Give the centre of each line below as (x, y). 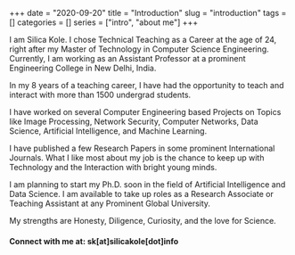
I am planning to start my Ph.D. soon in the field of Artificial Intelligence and (147, 185)
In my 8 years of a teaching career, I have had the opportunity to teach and (147, 85)
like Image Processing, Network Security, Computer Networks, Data (134, 121)
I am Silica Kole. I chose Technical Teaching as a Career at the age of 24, (143, 40)
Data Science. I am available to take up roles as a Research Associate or (142, 194)
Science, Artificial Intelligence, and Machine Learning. (108, 131)
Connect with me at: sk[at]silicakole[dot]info (94, 241)
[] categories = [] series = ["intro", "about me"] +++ (104, 22)
